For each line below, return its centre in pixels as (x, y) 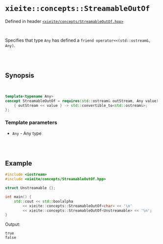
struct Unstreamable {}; (30, 188)
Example (19, 163)
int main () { (18, 197)
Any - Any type (27, 133)
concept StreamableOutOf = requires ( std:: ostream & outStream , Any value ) (82, 101)
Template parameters (31, 122)
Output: (13, 224)
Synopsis (20, 76)
